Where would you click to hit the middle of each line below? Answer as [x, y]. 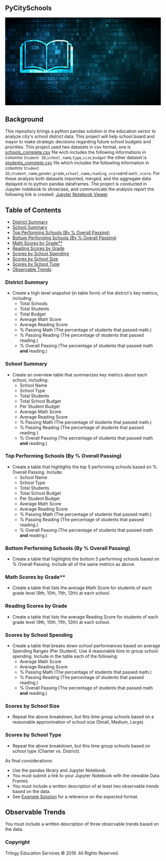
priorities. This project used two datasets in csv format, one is [68, 147]
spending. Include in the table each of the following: [65, 656]
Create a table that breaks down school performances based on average [86, 646]
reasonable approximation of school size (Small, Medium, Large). [78, 722]
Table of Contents [33, 210]
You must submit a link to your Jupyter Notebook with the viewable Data [86, 775]
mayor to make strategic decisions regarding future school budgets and [78, 142]
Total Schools [34, 304]
